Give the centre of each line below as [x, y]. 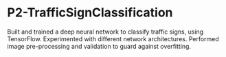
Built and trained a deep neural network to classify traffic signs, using [105, 32]
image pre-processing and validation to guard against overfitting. [99, 46]
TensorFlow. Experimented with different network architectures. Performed [113, 38]
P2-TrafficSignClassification [90, 13]
